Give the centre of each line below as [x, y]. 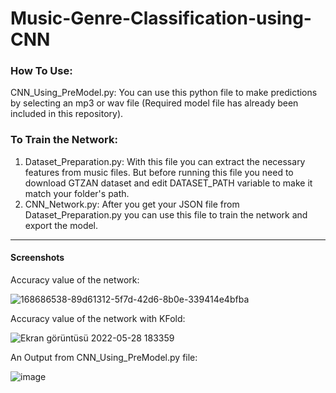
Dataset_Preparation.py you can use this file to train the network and [166, 214]
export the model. [61, 225]
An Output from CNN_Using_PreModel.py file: [104, 357]
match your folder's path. [77, 193]
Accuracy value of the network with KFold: [98, 318]
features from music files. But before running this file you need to [159, 172]
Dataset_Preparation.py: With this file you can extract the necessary [165, 161]
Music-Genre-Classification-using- [161, 18]
